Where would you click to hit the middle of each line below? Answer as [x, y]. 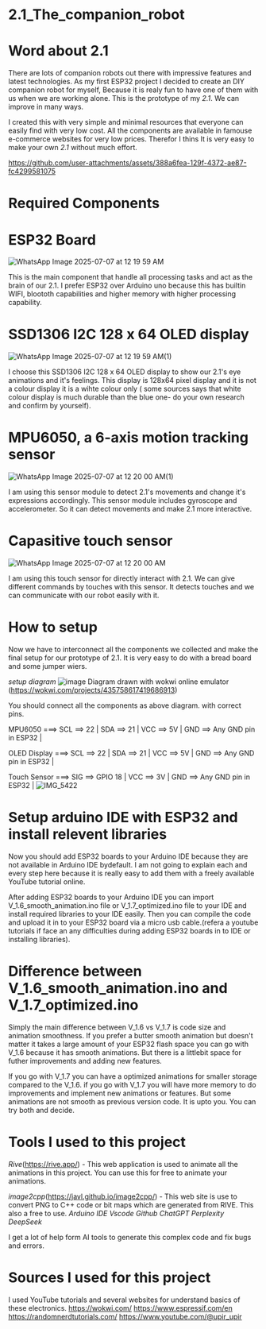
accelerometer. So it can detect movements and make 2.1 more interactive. [130, 509]
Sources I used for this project [110, 1277]
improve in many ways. [46, 107]
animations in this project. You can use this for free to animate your [118, 1173]
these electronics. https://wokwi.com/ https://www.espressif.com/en [120, 1308]
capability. [25, 303]
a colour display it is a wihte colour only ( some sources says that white [125, 389]
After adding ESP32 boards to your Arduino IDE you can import [111, 897]
